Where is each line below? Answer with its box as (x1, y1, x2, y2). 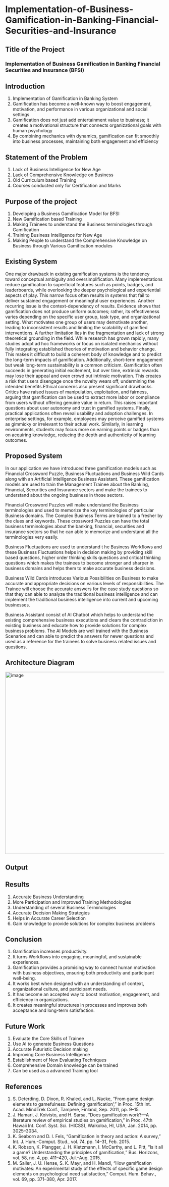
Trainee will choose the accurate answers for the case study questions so (5, 586, 159, 592)
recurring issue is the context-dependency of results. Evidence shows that (5, 303, 160, 309)
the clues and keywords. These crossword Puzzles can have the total (5, 518, 149, 524)
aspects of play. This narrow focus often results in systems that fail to (5, 292, 150, 298)
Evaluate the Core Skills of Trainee (12, 1036, 84, 1042)
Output (5, 863, 28, 871)
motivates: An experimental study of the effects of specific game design (12, 1165, 163, 1172)
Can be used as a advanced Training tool (12, 1068, 98, 1074)
